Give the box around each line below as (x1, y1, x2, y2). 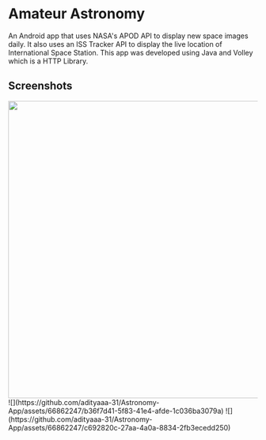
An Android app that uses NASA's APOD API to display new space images (8, 31, 249, 40)
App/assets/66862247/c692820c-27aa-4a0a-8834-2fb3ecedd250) (8, 423, 231, 432)
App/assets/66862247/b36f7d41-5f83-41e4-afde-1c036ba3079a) (8, 406, 224, 415)
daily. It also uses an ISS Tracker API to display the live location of (8, 39, 223, 48)
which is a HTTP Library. (8, 56, 89, 66)
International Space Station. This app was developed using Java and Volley (8, 48, 253, 57)
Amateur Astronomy (8, 5, 145, 23)
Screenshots (8, 79, 73, 93)
